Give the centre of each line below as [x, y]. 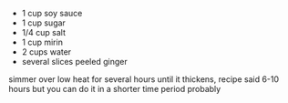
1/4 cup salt [43, 32]
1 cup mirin [42, 42]
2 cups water [46, 52]
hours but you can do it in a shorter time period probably [115, 89]
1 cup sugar [43, 23]
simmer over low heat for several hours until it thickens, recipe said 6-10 [144, 79]
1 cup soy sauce [52, 13]
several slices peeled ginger [75, 62]
